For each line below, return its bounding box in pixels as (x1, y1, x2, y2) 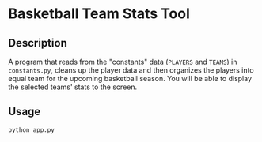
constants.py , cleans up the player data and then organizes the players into (8, 65, 255, 75)
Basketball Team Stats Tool (8, 5, 190, 23)
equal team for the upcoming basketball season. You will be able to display (8, 74, 252, 83)
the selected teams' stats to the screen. (8, 82, 138, 92)
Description (8, 36, 67, 50)
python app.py (8, 125, 55, 134)
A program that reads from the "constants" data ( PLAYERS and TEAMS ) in (8, 57, 237, 66)
